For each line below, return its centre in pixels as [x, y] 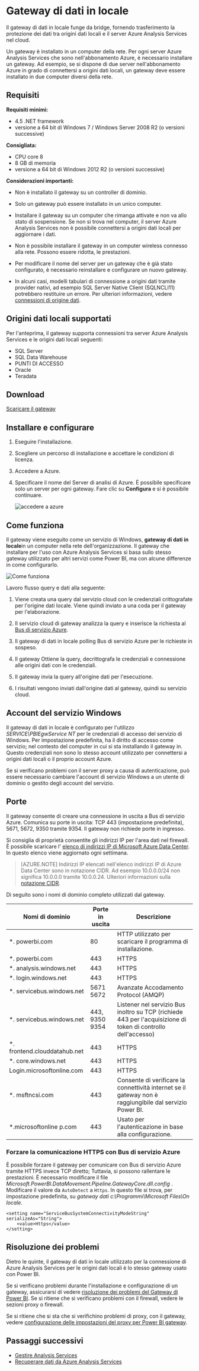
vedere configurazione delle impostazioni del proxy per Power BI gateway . [97, 1322]
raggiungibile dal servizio [152, 1102]
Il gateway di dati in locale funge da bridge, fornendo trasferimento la [91, 27]
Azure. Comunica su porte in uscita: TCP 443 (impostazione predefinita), [95, 822]
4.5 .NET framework [39, 121]
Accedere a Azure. [38, 471]
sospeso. [26, 647]
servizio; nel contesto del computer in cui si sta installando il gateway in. [94, 746]
